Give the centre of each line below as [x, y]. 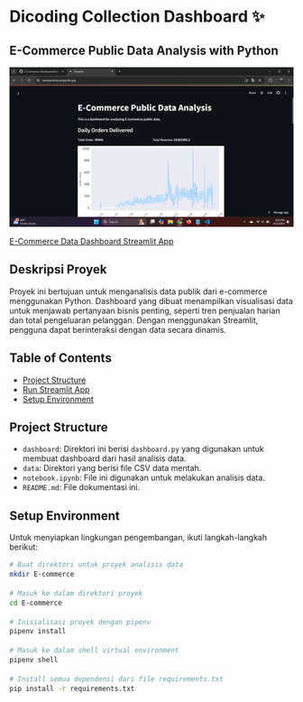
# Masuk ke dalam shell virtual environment [94, 651]
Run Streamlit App [56, 389]
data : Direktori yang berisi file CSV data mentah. [112, 468]
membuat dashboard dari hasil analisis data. [104, 458]
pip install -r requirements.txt [72, 688]
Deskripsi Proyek [58, 269]
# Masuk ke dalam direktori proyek [76, 593]
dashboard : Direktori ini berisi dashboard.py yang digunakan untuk [143, 449]
